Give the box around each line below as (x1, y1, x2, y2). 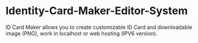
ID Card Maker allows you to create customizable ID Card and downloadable (5, 24, 193, 31)
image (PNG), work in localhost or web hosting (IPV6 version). (5, 29, 158, 37)
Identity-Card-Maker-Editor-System (5, 4, 188, 18)
